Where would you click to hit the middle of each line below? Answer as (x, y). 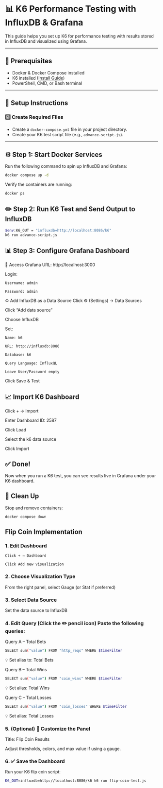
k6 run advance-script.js (31, 235)
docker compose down (26, 517)
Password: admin (21, 292)
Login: (11, 274)
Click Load (16, 430)
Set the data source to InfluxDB (36, 610)
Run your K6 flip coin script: (33, 772)
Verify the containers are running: (39, 184)
